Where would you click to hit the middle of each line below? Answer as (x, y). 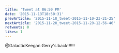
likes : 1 (14, 32)
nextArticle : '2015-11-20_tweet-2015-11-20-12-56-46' (60, 23)
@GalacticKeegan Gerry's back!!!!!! (40, 46)
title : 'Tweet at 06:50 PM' (33, 9)
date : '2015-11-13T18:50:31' (34, 14)
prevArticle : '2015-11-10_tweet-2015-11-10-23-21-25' (60, 18)
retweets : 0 (17, 27)
